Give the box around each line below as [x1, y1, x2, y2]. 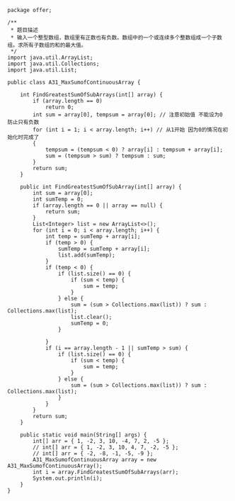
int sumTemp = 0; [33, 196, 84, 203]
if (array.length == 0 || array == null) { [33, 202, 163, 209]
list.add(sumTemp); [57, 252, 115, 259]
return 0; [45, 103, 74, 111]
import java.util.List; [7, 67, 78, 74]
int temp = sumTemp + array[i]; [45, 233, 141, 240]
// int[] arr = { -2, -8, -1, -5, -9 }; [33, 450, 154, 457]
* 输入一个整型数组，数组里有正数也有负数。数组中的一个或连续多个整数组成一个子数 [10, 34, 223, 41]
